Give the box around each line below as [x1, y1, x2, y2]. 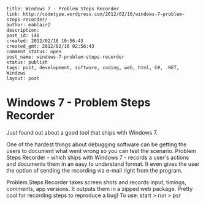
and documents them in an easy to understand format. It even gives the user [6, 160, 200, 168]
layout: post [6, 75, 40, 81]
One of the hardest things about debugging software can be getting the [6, 141, 187, 148]
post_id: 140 [6, 32, 40, 39]
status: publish [6, 59, 48, 65]
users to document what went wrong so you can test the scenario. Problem [6, 147, 196, 154]
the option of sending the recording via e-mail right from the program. [6, 166, 183, 174]
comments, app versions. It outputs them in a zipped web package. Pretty [6, 185, 193, 192]
